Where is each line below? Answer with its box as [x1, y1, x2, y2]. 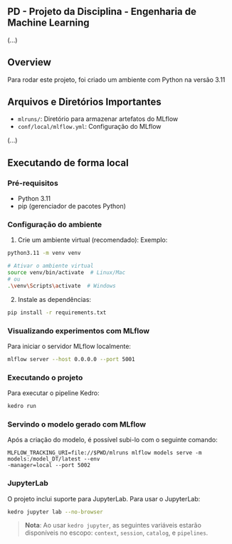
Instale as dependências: [17, 295, 91, 303]
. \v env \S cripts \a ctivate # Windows [7, 282, 116, 289]
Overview [7, 56, 52, 68]
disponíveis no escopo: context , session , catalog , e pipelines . [24, 528, 209, 537]
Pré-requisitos [7, 178, 58, 188]
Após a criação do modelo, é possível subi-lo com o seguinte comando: [7, 436, 218, 444]
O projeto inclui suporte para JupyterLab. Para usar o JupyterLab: [7, 494, 201, 503]
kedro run [7, 402, 37, 410]
